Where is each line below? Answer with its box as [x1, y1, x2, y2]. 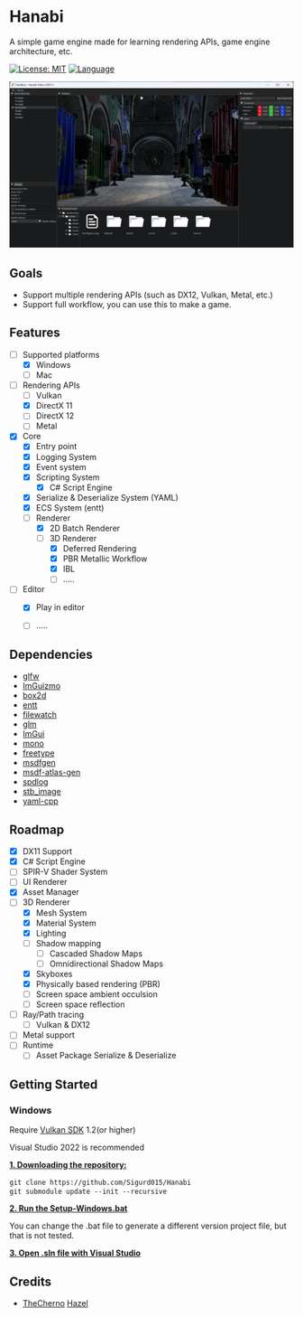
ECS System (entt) [35, 502, 105, 513]
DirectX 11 [35, 400, 73, 411]
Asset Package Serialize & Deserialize [35, 1050, 177, 1061]
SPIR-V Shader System [22, 866, 108, 878]
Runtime [22, 1039, 54, 1050]
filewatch [22, 710, 57, 720]
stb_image [22, 786, 61, 797]
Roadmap [9, 822, 65, 837]
